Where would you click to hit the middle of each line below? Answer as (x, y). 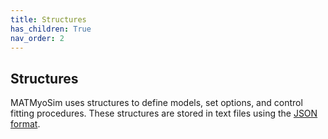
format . (25, 124)
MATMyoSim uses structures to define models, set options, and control (156, 103)
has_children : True (51, 29)
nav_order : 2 (37, 38)
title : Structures (48, 19)
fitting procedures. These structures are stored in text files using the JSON (164, 113)
